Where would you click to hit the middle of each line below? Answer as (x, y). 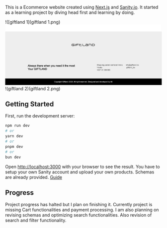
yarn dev (14, 136)
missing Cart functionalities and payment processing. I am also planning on (82, 210)
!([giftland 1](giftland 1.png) (33, 22)
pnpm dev (14, 146)
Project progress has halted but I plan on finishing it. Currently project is (79, 205)
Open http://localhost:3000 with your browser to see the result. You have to (83, 167)
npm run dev (17, 126)
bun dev (13, 157)
